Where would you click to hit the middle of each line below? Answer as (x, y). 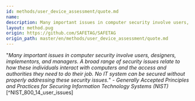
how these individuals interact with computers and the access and (86, 67)
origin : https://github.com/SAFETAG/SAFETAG (61, 33)
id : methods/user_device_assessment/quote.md (62, 11)
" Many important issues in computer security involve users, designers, (91, 55)
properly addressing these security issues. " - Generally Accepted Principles (97, 80)
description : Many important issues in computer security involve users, (98, 22)
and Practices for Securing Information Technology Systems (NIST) (87, 86)
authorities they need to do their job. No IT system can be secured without (96, 74)
